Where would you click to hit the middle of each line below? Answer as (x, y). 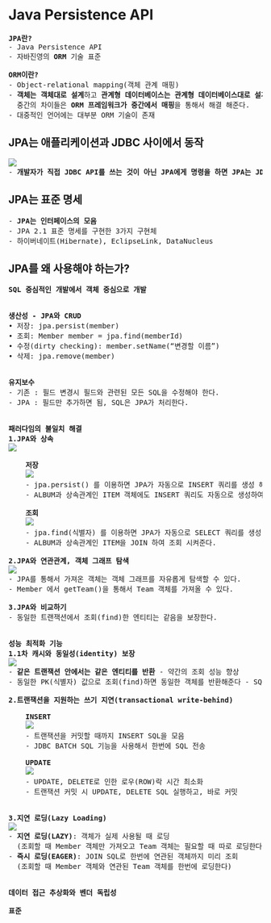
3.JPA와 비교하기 (38, 608)
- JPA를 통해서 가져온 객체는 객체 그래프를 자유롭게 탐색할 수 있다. (125, 579)
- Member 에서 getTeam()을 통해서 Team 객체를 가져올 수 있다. (121, 589)
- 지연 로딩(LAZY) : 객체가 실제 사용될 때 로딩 (89, 836)
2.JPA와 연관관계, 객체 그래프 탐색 (69, 561)
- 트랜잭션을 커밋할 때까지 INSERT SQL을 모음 (105, 736)
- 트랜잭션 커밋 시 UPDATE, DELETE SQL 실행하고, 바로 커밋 (131, 792)
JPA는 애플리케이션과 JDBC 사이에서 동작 (106, 143)
